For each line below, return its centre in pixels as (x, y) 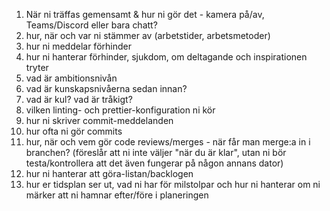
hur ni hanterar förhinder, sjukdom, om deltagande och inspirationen (166, 57)
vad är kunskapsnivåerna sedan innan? (106, 88)
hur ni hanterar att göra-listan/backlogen (109, 173)
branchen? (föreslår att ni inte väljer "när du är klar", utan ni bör (156, 152)
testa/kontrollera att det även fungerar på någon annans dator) (154, 163)
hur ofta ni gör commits (74, 131)
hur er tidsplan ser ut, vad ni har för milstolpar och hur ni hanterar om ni (173, 184)
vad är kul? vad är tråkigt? (79, 99)
